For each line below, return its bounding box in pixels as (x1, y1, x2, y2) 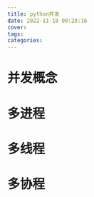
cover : (7, 24, 27, 31)
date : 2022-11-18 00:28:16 (7, 17, 88, 24)
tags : (7, 30, 23, 38)
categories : (7, 37, 43, 44)
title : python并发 (7, 10, 60, 18)
